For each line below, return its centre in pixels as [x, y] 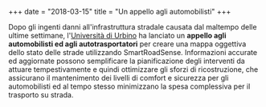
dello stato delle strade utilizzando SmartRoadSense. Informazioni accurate [133, 52]
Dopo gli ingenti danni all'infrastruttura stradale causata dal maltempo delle [133, 27]
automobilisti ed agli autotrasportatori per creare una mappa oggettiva [127, 44]
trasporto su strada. [41, 95]
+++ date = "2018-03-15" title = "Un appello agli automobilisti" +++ [120, 12]
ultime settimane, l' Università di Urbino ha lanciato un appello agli [117, 36]
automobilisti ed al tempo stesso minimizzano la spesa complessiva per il [129, 86]
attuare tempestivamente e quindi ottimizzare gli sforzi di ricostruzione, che [133, 69]
